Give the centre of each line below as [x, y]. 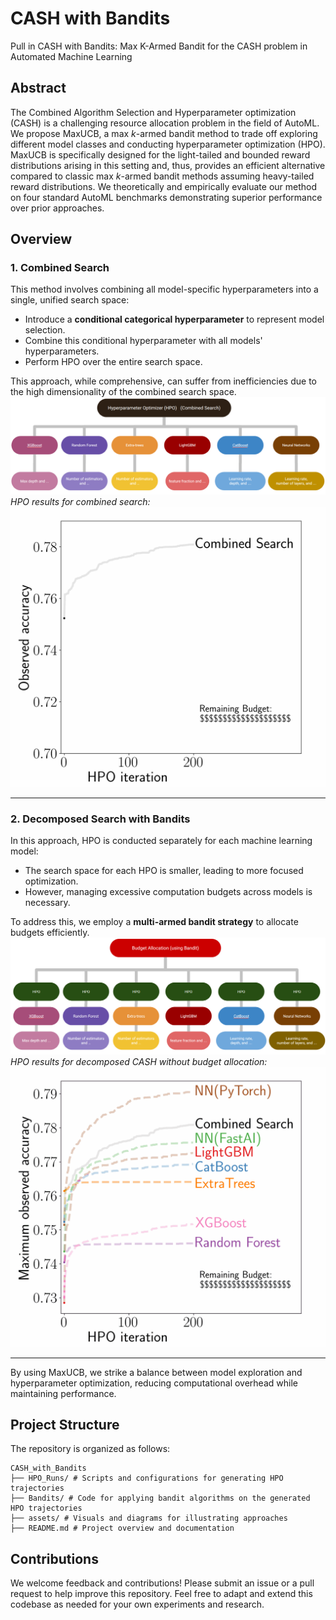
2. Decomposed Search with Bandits [100, 819]
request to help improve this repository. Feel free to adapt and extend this [161, 1594]
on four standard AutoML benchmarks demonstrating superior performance [166, 197]
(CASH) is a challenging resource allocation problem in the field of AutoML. [165, 123]
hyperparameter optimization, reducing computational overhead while [154, 1383]
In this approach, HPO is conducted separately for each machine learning [161, 841]
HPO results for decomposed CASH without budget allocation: [139, 1061]
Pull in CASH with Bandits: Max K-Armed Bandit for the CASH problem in [159, 46]
